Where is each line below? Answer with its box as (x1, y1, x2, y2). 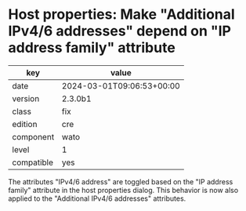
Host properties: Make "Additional (8, 5, 235, 24)
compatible (12, 157, 53, 168)
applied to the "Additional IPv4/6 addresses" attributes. (8, 194, 186, 203)
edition (12, 118, 38, 129)
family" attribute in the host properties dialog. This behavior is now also (8, 185, 239, 195)
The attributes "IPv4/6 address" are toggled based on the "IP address (8, 176, 233, 186)
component (12, 131, 55, 142)
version (12, 93, 40, 104)
